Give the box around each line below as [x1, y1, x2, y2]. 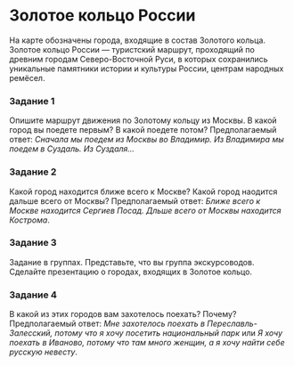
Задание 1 [9, 94, 55, 107]
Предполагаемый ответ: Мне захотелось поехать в [9, 318, 206, 329]
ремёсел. [9, 72, 45, 83]
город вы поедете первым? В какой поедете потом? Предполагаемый [9, 125, 277, 135]
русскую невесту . [9, 346, 78, 357]
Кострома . [9, 215, 51, 225]
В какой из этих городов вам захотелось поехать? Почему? [9, 309, 237, 320]
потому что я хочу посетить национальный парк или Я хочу [54, 328, 283, 338]
